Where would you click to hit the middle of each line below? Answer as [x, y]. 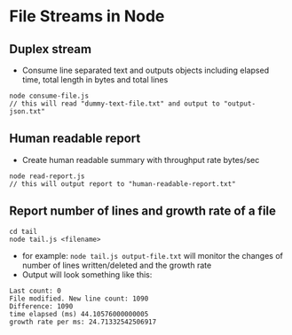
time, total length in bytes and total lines [95, 80]
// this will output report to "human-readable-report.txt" [123, 183]
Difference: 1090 [41, 306]
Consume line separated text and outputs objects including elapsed [145, 70]
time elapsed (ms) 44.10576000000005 [79, 314]
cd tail [24, 231]
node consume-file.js [49, 96]
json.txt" [28, 112]
